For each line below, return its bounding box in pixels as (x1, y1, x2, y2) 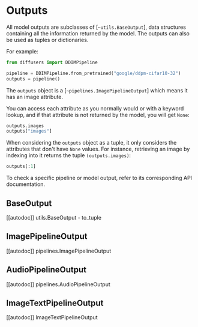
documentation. (6, 181, 46, 188)
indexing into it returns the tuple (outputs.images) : (6, 152, 131, 159)
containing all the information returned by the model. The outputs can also (6, 29, 190, 37)
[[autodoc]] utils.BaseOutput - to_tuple (6, 214, 102, 221)
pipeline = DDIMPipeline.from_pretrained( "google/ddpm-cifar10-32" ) (6, 70, 181, 76)
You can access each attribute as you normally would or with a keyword (6, 104, 184, 112)
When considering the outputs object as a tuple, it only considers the (6, 139, 177, 146)
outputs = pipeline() (6, 76, 61, 82)
